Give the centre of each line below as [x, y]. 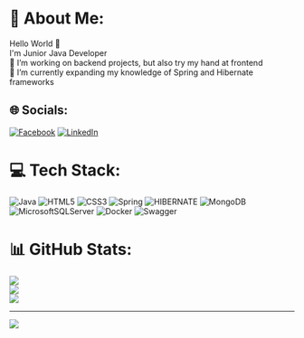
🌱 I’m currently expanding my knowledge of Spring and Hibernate [131, 72]
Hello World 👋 [35, 43]
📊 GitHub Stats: [71, 249]
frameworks [32, 81]
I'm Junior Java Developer [58, 52]
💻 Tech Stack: [65, 170]
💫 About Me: [57, 19]
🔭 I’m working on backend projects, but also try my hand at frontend [136, 62]
